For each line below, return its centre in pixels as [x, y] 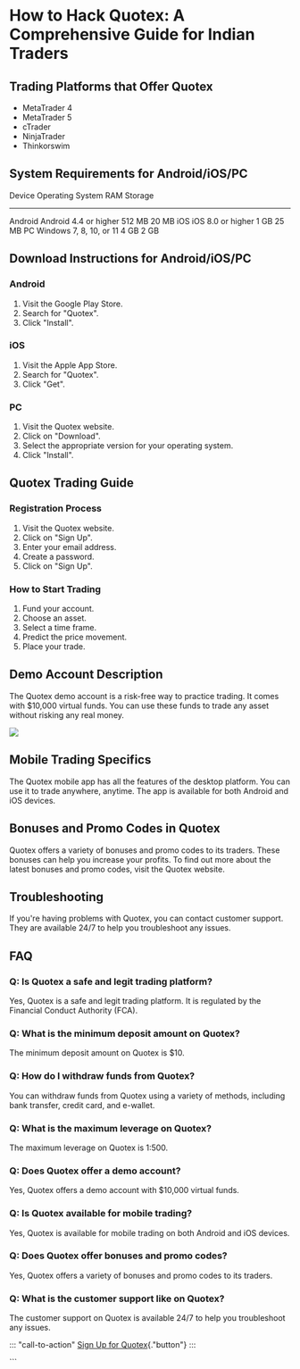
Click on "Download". [61, 436]
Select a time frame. [59, 628]
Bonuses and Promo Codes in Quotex [115, 828]
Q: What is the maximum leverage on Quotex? [111, 1128]
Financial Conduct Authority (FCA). [74, 1011]
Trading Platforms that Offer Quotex [111, 86]
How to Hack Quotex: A [97, 16]
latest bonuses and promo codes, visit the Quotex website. [117, 869]
